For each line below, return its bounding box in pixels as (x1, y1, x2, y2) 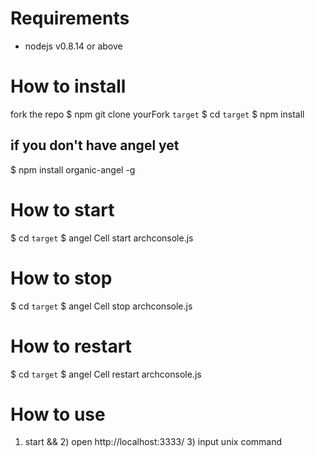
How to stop (10, 267, 113, 289)
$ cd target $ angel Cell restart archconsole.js (10, 368, 202, 380)
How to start (10, 198, 115, 221)
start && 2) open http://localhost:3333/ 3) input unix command (24, 436, 283, 448)
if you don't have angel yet (10, 137, 180, 154)
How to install (10, 75, 127, 98)
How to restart (10, 335, 132, 357)
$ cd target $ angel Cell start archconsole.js (10, 232, 194, 244)
